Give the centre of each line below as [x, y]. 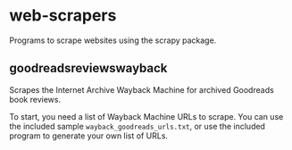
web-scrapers [63, 16]
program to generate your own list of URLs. [88, 136]
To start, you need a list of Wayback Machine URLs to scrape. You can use [146, 116]
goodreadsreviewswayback [88, 68]
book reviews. [35, 99]
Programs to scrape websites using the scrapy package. [113, 40]
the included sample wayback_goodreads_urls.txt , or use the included [138, 126]
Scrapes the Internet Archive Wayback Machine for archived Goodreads [142, 89]
